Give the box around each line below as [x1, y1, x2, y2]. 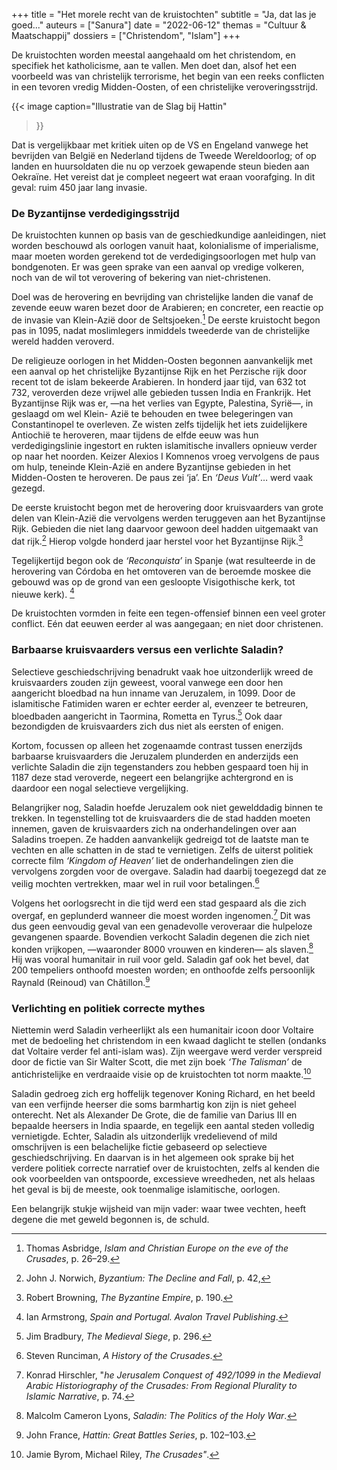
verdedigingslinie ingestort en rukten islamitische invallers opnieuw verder [11, 439, 318, 451]
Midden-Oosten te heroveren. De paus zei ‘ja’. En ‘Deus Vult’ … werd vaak [11, 471, 314, 483]
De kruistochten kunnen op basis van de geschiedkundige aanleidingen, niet [11, 229, 327, 241]
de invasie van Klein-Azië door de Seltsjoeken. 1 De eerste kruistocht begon [11, 312, 321, 326]
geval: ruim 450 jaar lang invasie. [11, 182, 148, 193]
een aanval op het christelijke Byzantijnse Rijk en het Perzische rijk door [11, 365, 308, 377]
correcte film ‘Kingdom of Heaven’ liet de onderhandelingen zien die [11, 855, 294, 867]
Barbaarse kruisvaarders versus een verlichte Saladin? [11, 643, 284, 657]
